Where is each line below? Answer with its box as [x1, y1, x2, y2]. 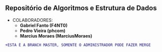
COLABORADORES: [12, 17, 53, 23]
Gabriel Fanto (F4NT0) [19, 22, 68, 28]
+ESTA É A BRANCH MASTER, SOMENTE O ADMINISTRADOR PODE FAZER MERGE [5, 42, 151, 48]
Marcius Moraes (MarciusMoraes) [19, 33, 92, 39]
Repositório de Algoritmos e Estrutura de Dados [5, 4, 157, 12]
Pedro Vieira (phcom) [19, 27, 66, 34]
